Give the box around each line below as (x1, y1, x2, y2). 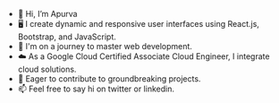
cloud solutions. (17, 64, 77, 74)
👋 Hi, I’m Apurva (17, 9, 78, 19)
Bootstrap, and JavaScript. (17, 31, 116, 42)
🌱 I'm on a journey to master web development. (17, 41, 192, 51)
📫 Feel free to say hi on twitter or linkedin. (17, 83, 174, 94)
